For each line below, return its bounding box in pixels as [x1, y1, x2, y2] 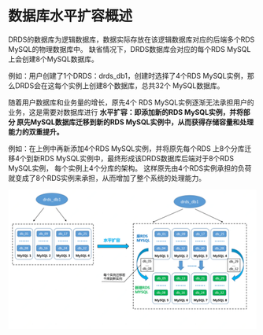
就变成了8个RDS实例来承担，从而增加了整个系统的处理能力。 [8, 173, 206, 182]
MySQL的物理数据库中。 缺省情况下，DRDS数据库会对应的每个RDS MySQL [8, 44, 251, 53]
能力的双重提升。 [8, 127, 64, 136]
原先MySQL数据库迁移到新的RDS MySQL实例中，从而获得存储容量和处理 [17, 117, 254, 127]
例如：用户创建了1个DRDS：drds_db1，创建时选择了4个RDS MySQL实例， [8, 71, 248, 80]
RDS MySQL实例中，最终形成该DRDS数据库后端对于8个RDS [40, 153, 235, 163]
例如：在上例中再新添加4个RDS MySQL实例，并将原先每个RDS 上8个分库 [8, 143, 245, 153]
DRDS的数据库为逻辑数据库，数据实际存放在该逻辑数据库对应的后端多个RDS [8, 35, 255, 44]
